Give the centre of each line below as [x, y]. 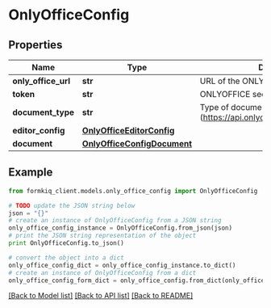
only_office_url [42, 81]
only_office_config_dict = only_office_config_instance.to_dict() [122, 265]
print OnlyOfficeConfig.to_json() [67, 243]
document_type [44, 112]
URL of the [220, 81]
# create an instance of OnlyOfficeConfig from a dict [102, 272]
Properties [35, 45]
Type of [215, 107]
